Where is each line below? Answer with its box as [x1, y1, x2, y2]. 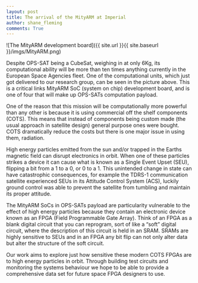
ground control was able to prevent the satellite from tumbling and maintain [6, 184, 190, 191]
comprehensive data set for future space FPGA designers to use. [6, 270, 165, 278]
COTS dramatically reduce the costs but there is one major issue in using [6, 128, 185, 135]
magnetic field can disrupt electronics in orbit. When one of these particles [6, 153, 190, 160]
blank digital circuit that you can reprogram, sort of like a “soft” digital [6, 221, 177, 228]
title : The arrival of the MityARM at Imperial [6, 14, 127, 20]
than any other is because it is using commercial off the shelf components [6, 109, 188, 116]
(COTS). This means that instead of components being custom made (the [6, 116, 186, 123]
